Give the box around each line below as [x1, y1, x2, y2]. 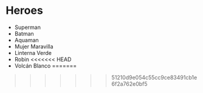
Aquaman [14, 36, 39, 43]
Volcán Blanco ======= [14, 62, 77, 69]
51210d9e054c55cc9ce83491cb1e [111, 74, 198, 81]
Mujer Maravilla [14, 43, 53, 50]
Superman [14, 24, 41, 31]
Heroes [5, 4, 43, 18]
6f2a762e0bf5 [111, 80, 148, 88]
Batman [14, 30, 34, 37]
